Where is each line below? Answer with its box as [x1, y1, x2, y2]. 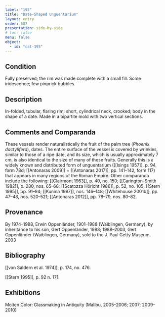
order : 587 [5, 21, 28, 26]
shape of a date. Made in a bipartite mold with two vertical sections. [5, 113, 143, 119]
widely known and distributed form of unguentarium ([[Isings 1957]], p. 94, [5, 162, 157, 168]
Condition [5, 62, 36, 71]
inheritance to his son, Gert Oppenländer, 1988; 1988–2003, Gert [5, 226, 137, 232]
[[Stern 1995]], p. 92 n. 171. [5, 274, 60, 280]
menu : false [5, 35, 30, 40]
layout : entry [5, 16, 35, 21]
